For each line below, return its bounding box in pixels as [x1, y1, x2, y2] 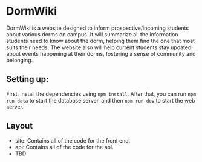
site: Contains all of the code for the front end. [15, 137, 131, 144]
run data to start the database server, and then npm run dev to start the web [6, 96, 195, 104]
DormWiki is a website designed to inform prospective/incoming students [6, 24, 189, 32]
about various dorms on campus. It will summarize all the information [6, 30, 178, 38]
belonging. [6, 56, 33, 64]
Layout [6, 121, 33, 131]
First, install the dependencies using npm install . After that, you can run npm [6, 90, 197, 98]
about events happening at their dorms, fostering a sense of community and [6, 50, 196, 57]
